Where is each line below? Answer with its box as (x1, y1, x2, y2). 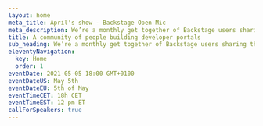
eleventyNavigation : (8, 48, 76, 56)
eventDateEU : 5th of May (8, 84, 89, 92)
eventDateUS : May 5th (8, 77, 79, 85)
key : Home (15, 56, 47, 63)
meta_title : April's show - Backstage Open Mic (8, 19, 167, 27)
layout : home (8, 11, 51, 20)
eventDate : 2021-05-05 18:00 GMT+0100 (8, 70, 135, 77)
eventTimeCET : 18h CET (8, 92, 82, 99)
